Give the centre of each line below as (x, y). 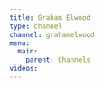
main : (28, 52)
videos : (24, 69)
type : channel (36, 26)
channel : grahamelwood (52, 34)
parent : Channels (58, 60)
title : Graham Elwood (50, 18)
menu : (19, 43)
